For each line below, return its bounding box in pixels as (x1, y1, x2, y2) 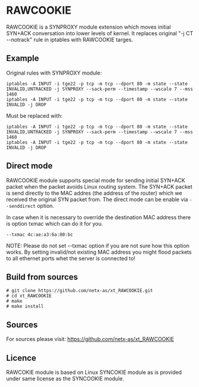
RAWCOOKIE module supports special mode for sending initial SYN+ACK (6, 177, 186, 184)
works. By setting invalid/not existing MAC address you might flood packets (6, 248, 192, 256)
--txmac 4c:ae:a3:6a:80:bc (6, 231, 73, 238)
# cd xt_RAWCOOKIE (6, 293, 52, 299)
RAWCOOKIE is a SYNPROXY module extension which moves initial (6, 23, 171, 30)
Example (6, 53, 39, 63)
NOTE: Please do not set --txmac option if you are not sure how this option (6, 242, 189, 249)
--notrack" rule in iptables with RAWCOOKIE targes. (6, 36, 133, 43)
